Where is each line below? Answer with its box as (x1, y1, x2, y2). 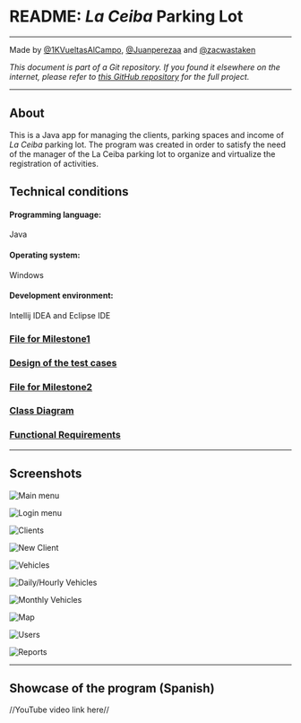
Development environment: (9, 290, 114, 301)
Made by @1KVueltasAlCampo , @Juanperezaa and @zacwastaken (9, 44, 256, 55)
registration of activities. (9, 158, 99, 169)
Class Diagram (9, 405, 74, 417)
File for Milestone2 (9, 380, 92, 393)
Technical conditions (9, 184, 129, 199)
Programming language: (9, 209, 101, 220)
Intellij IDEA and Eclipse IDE (9, 309, 111, 320)
